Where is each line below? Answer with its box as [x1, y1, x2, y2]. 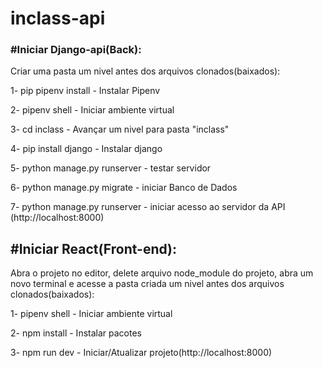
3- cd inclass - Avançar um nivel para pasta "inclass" [10, 123, 230, 136]
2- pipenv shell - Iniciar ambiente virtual [10, 104, 175, 116]
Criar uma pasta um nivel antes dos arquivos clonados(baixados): [10, 65, 281, 77]
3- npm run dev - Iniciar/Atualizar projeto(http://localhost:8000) [10, 347, 273, 359]
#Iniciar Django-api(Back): [10, 43, 142, 57]
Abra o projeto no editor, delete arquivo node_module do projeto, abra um [10, 267, 314, 279]
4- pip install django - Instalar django [10, 143, 163, 155]
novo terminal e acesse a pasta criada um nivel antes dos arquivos [10, 278, 285, 290]
